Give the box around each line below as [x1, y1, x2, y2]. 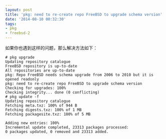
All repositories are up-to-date [5, 68, 75, 73]
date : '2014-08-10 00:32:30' [5, 16, 66, 21]
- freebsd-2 [5, 30, 30, 35]
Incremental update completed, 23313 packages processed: [5, 125, 129, 130]
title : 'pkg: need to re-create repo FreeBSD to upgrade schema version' [5, 12, 163, 17]
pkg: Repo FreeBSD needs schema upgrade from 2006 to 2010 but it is [5, 72, 154, 77]
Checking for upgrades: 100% [5, 85, 66, 90]
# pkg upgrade [5, 55, 35, 60]
